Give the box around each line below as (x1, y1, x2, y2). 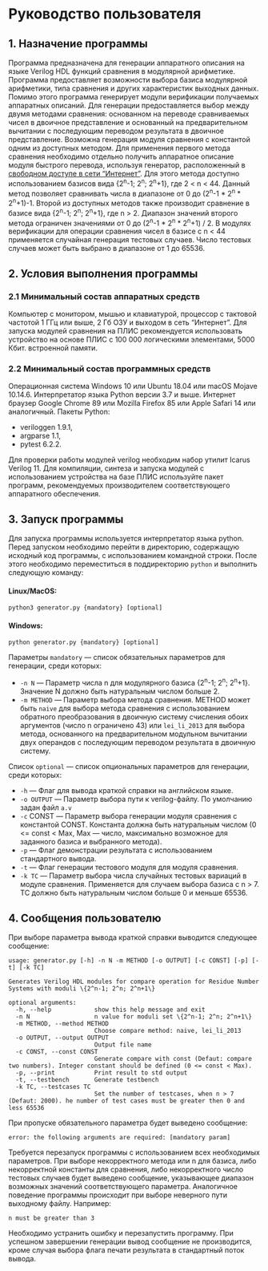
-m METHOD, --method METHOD (15, 1019, 110, 1027)
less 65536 (8, 1103, 45, 1111)
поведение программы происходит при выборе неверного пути (8, 1190, 228, 1200)
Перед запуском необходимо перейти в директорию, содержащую (8, 542, 240, 552)
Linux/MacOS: (8, 586, 58, 596)
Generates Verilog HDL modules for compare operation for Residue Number (8, 978, 260, 986)
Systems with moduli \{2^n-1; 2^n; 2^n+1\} (8, 984, 156, 993)
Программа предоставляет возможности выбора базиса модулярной (8, 75, 248, 84)
